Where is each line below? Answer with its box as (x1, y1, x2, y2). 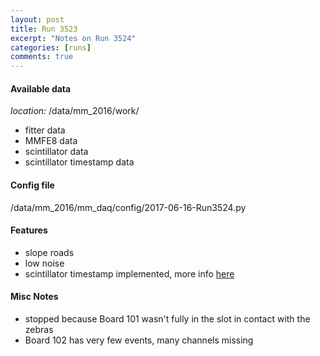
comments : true (10, 52, 74, 62)
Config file (10, 179, 55, 191)
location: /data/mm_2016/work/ (10, 105, 140, 117)
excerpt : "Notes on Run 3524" (10, 33, 137, 43)
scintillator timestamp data (24, 156, 135, 168)
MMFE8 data (24, 135, 78, 147)
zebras (24, 323, 54, 335)
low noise (24, 257, 65, 269)
